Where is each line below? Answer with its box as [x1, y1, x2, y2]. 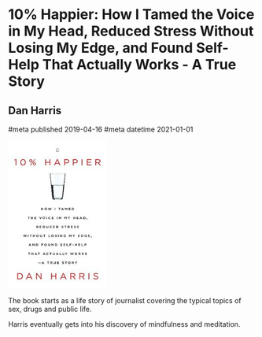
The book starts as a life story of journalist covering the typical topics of [8, 296, 242, 305]
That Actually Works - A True [42, 56, 237, 74]
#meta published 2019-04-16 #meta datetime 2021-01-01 [8, 124, 194, 134]
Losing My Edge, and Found [8, 39, 194, 57]
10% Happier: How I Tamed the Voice [8, 6, 255, 24]
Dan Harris [8, 104, 62, 117]
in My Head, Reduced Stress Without [8, 22, 254, 40]
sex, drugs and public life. [8, 305, 92, 313]
